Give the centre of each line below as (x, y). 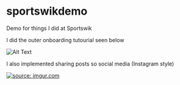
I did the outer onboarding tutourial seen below (65, 40)
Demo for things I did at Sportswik (49, 28)
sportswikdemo (47, 11)
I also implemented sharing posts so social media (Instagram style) (90, 64)
